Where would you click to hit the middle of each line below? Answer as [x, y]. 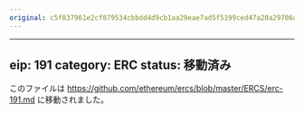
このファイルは [37, 89]
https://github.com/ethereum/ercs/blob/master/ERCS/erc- [175, 89]
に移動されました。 [72, 99]
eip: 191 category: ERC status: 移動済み [120, 66]
